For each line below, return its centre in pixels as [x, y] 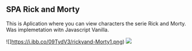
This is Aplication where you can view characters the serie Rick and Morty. [96, 23]
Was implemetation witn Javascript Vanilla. [58, 30]
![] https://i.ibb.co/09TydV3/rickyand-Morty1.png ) [65, 41]
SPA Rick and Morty [43, 10]
